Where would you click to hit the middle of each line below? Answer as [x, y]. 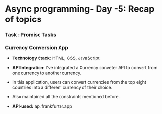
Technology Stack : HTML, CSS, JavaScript [56, 58]
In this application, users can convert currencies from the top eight [79, 82]
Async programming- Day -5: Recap [80, 9]
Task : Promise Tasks [31, 35]
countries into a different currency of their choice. [62, 87]
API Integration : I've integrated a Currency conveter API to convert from [85, 68]
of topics [23, 19]
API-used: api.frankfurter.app [42, 106]
